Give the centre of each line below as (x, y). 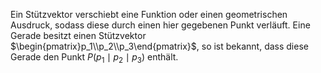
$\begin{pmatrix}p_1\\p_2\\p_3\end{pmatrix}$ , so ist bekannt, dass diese (159, 46)
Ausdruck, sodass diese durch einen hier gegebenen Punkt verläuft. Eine (160, 25)
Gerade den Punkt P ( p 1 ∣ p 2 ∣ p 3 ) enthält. (94, 58)
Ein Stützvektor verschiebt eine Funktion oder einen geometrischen (149, 14)
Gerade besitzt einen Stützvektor (78, 35)
